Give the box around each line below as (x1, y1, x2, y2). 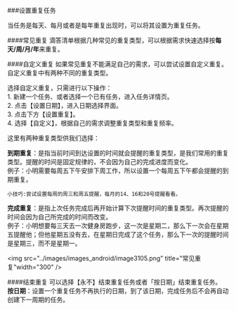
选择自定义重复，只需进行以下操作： (7, 84, 112, 92)
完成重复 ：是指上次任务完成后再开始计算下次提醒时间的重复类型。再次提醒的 (7, 204, 229, 212)
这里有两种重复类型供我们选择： (7, 134, 100, 142)
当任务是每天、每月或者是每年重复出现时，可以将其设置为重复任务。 (7, 21, 204, 30)
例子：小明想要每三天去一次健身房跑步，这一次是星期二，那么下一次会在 (7, 221, 216, 230)
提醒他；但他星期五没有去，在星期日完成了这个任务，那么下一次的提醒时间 (13, 230, 229, 238)
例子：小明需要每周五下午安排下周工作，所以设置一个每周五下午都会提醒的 (7, 166, 223, 175)
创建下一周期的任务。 (7, 295, 69, 304)
